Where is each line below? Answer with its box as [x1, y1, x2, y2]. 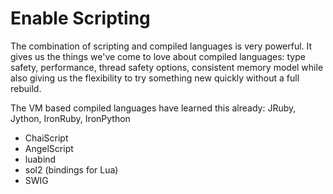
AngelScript [24, 142, 74, 154]
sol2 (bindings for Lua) [24, 163, 119, 176]
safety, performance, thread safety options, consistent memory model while [10, 61, 324, 73]
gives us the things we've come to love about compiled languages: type [10, 50, 306, 62]
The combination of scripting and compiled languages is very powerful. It [10, 40, 313, 52]
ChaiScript [24, 132, 69, 144]
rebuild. [10, 82, 42, 94]
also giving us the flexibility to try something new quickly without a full [10, 72, 300, 84]
